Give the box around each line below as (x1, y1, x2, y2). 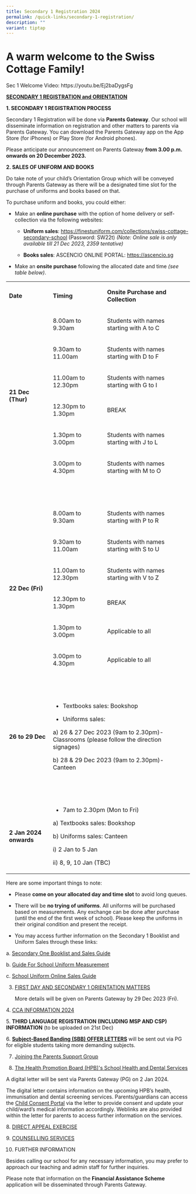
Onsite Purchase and (107, 288, 167, 296)
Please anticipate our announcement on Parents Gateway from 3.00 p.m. (6, 146, 183, 153)
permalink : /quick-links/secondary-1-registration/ (6, 14, 134, 20)
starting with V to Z (107, 574, 159, 582)
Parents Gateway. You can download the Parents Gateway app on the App (6, 128, 184, 135)
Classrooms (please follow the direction (52, 736, 162, 744)
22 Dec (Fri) (9, 584, 43, 592)
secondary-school (23, 234, 68, 241)
